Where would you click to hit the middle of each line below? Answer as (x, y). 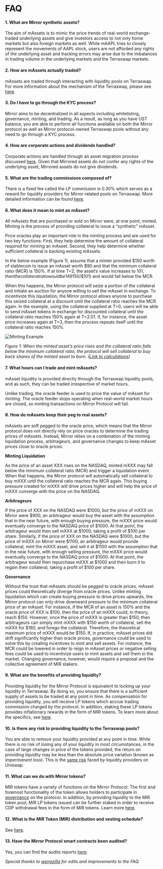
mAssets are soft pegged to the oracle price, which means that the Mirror (79, 426)
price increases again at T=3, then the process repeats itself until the (74, 322)
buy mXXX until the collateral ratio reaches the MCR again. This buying (76, 481)
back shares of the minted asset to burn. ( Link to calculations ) (68, 356)
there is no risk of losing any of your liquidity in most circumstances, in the (80, 745)
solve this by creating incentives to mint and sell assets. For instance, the (78, 643)
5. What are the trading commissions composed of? (58, 178)
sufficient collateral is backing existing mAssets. (53, 251)
